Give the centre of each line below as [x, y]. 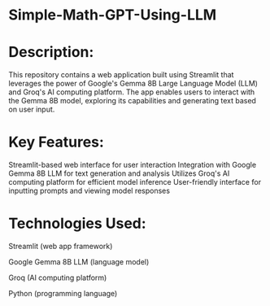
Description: [51, 52]
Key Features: [56, 142]
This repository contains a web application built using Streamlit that [121, 75]
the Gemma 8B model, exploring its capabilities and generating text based [132, 101]
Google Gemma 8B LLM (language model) [79, 262]
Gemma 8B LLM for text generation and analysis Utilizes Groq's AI [119, 173]
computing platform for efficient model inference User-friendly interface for [135, 182]
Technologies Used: [77, 223]
